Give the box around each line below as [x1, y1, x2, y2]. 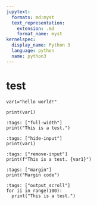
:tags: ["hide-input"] [6, 135, 62, 141]
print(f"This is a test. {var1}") [6, 156, 92, 162]
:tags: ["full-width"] [6, 120, 62, 126]
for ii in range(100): [6, 188, 62, 194]
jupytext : [6, 8, 31, 15]
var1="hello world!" [6, 99, 58, 105]
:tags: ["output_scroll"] [6, 182, 70, 188]
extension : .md [17, 25, 55, 32]
